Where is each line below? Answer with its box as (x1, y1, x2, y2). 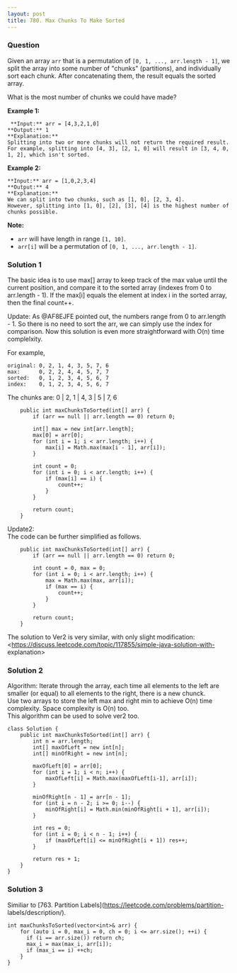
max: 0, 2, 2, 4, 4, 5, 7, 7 (7, 369, 110, 376)
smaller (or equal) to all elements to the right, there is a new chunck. (7, 689, 206, 698)
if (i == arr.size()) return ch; (25, 934, 125, 941)
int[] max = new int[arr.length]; (33, 426, 134, 433)
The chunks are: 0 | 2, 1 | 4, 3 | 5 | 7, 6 (7, 393, 117, 402)
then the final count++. (7, 298, 74, 307)
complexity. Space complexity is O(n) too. (7, 704, 129, 713)
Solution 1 (7, 259, 42, 269)
